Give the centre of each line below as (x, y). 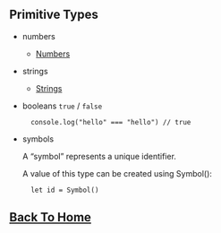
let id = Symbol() (65, 190)
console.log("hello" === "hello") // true (111, 122)
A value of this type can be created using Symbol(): (117, 173)
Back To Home (51, 217)
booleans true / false (62, 106)
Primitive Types (54, 15)
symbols (38, 139)
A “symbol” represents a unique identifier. (99, 156)
